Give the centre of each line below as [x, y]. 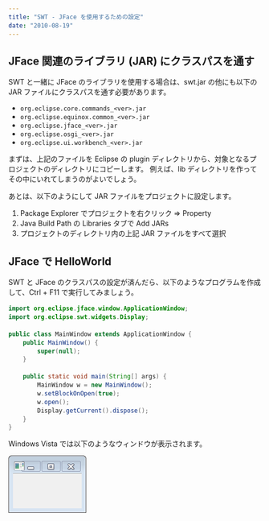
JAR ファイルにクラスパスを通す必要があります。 [90, 92]
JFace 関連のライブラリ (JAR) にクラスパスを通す [131, 61]
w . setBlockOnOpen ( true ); [79, 393]
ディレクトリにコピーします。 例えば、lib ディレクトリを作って [154, 169]
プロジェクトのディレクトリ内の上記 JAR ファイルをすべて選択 [123, 234]
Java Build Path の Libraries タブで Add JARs [94, 223]
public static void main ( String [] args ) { [95, 377]
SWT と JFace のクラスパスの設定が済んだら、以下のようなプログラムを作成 [134, 283]
